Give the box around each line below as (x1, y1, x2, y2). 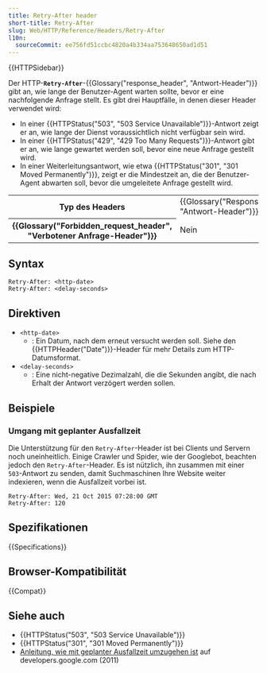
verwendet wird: (8, 104, 62, 114)
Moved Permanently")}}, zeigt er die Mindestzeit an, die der (19, 170, 216, 180)
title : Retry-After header (8, 11, 98, 20)
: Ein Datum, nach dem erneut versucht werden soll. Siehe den (31, 336, 237, 346)
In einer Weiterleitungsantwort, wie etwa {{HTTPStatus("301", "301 (19, 161, 238, 171)
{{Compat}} (8, 586, 46, 596)
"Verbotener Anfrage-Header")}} (27, 230, 157, 241)
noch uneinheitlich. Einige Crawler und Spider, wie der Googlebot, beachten (8, 451, 257, 461)
